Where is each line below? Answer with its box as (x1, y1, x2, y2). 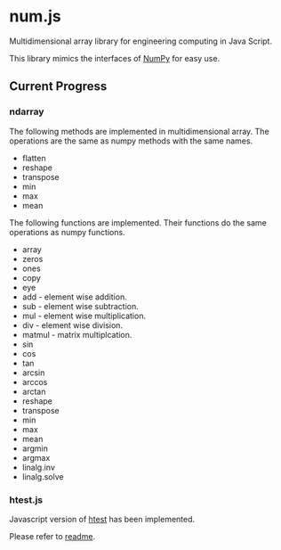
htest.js (9, 493, 43, 505)
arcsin (21, 367, 45, 378)
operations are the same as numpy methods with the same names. (9, 135, 253, 146)
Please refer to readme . (9, 530, 96, 541)
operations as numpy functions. (9, 226, 126, 237)
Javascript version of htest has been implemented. (9, 513, 196, 524)
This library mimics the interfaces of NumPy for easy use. (9, 53, 221, 63)
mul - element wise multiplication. (21, 310, 147, 321)
